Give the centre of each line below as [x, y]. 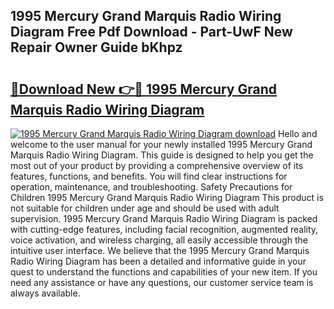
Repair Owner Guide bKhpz [96, 47]
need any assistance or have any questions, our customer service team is [162, 282]
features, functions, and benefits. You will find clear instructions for [149, 176]
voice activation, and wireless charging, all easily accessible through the [159, 240]
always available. [45, 293]
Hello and [298, 133]
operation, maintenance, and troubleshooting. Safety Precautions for [151, 187]
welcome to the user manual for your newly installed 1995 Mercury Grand [161, 144]
